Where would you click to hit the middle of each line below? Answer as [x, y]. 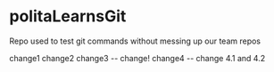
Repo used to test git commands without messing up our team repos [135, 41]
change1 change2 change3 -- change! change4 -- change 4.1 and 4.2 [137, 58]
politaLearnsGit [68, 16]
